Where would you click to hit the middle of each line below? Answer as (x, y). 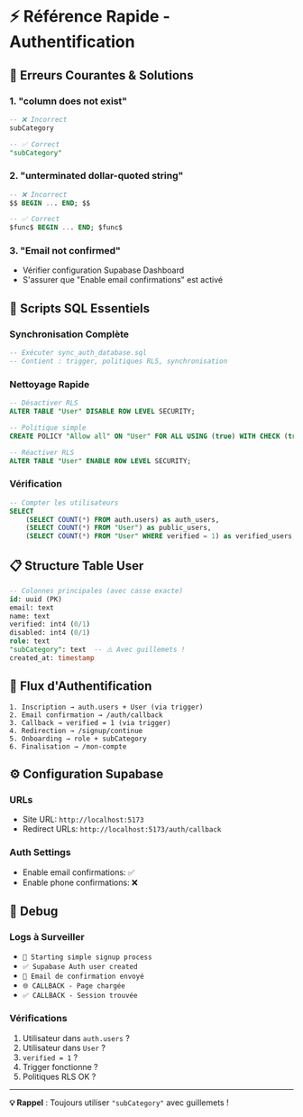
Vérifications (38, 1019)
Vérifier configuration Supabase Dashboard (103, 270)
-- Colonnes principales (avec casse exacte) (96, 591)
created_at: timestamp (52, 658)
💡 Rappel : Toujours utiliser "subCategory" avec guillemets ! (119, 1103)
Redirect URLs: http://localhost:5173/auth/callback (122, 829)
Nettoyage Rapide (50, 384)
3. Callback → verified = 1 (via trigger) (90, 722)
